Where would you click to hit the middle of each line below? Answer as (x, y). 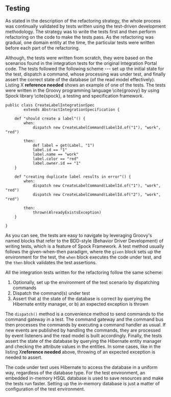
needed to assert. (24, 357)
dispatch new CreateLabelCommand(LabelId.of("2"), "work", (96, 194)
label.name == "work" (56, 154)
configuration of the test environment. (45, 389)
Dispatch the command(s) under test (51, 293)
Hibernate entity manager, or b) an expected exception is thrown (81, 304)
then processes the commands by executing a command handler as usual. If (86, 324)
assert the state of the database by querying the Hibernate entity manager (83, 341)
